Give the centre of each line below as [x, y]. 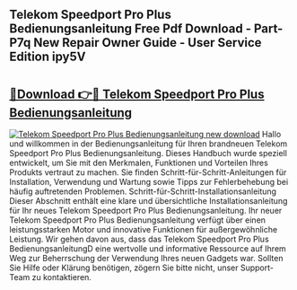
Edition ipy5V [48, 57]
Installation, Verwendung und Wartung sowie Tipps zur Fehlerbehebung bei [149, 182]
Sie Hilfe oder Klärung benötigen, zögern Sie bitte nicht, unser [124, 268]
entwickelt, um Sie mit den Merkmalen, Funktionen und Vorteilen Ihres [139, 163]
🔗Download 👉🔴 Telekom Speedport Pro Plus [137, 94]
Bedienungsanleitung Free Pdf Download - [130, 29]
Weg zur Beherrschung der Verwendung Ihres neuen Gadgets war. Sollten [146, 258]
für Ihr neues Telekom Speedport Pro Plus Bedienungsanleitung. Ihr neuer [146, 211]
